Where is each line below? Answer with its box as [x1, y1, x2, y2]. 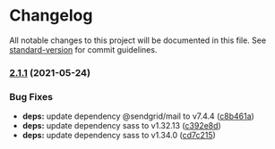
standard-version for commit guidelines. [9, 44, 158, 54]
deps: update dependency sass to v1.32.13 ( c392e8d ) [21, 120, 221, 131]
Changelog [9, 5, 93, 26]
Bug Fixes [9, 90, 54, 103]
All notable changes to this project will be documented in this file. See [9, 35, 267, 46]
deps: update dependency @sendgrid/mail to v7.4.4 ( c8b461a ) [21, 111, 255, 121]
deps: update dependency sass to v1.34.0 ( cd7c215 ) [21, 130, 217, 141]
